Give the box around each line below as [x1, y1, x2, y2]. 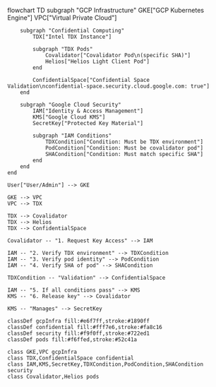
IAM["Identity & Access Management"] [32, 107, 143, 114]
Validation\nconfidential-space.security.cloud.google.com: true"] [7, 83, 210, 90]
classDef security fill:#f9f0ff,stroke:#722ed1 [7, 330, 150, 337]
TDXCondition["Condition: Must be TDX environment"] [44, 138, 203, 145]
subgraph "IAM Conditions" [32, 132, 112, 139]
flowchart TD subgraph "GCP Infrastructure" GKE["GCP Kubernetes [7, 6, 205, 14]
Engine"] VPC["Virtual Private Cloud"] [7, 13, 117, 22]
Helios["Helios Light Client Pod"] [44, 58, 150, 65]
